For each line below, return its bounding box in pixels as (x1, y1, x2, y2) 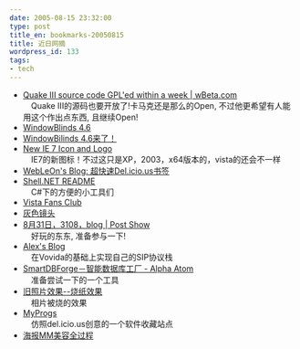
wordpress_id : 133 (9, 48, 79, 57)
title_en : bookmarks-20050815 (9, 30, 125, 39)
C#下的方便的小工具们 (30, 186, 114, 197)
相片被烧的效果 (30, 297, 88, 308)
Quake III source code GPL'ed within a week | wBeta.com (22, 89, 238, 100)
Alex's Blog (22, 240, 66, 251)
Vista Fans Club (22, 196, 82, 207)
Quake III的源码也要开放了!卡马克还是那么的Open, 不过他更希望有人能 (30, 100, 292, 111)
